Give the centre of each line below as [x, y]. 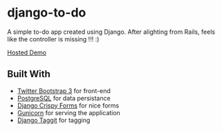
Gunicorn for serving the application [69, 112]
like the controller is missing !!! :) [53, 39]
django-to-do [47, 13]
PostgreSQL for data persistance [64, 98]
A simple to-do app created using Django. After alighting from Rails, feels [111, 32]
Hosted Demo [27, 52]
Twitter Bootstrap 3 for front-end [64, 90]
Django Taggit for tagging [54, 120]
